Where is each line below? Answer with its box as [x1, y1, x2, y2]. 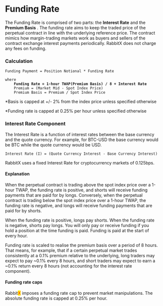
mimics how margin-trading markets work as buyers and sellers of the [5, 35, 146, 41]
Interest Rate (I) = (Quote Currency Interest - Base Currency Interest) [5, 151, 158, 156]
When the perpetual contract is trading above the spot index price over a [5, 182, 151, 187]
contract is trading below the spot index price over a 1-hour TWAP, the [5, 197, 146, 203]
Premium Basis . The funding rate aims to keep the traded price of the [5, 24, 146, 30]
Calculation [5, 58, 33, 64]
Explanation [5, 171, 30, 177]
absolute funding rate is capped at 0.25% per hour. [5, 295, 108, 301]
